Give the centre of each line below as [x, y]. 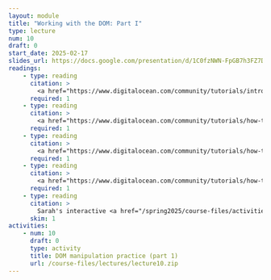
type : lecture [32, 31]
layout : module [34, 16]
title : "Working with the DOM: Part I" [75, 23]
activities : [28, 226]
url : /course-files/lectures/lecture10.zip [104, 263]
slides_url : [28, 61]
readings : [25, 69]
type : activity [55, 249]
